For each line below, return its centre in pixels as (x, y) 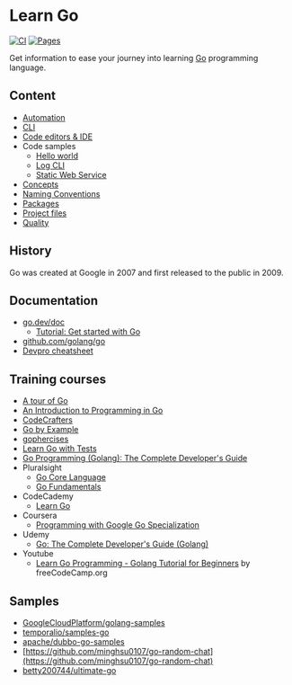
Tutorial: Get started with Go (88, 332)
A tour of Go (45, 401)
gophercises (45, 439)
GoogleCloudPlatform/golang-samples (93, 623)
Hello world (57, 156)
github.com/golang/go (64, 342)
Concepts (40, 184)
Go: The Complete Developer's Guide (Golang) (122, 544)
